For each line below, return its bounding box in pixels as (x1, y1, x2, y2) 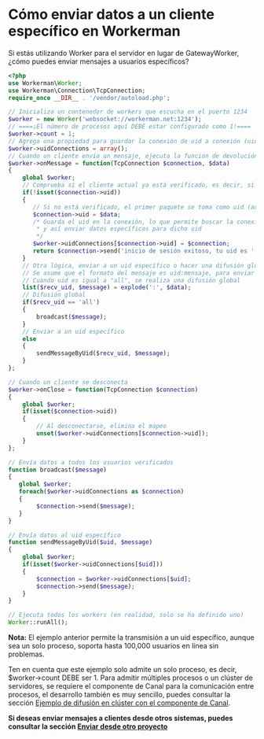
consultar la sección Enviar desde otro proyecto (8, 722, 168, 731)
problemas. (8, 649, 45, 659)
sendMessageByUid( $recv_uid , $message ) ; (36, 349, 170, 357)
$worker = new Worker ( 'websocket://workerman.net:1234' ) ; (8, 116, 202, 124)
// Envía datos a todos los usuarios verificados (8, 458, 174, 466)
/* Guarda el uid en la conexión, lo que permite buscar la (32, 218, 234, 226)
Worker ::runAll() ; (8, 619, 68, 626)
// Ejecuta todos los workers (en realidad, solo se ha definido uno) (8, 612, 244, 619)
